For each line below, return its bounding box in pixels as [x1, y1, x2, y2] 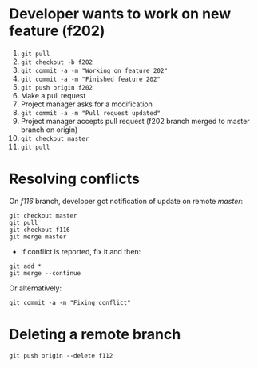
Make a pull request [20, 90, 86, 100]
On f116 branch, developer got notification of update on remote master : [9, 196, 244, 206]
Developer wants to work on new [9, 5, 232, 23]
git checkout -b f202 [20, 58, 93, 66]
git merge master [9, 233, 67, 241]
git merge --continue [9, 269, 81, 277]
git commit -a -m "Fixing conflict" [9, 298, 131, 306]
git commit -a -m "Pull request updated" [20, 109, 161, 117]
